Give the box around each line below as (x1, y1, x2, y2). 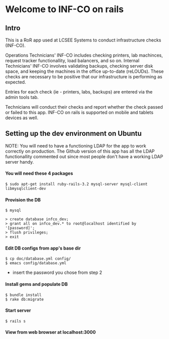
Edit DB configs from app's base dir (5, 245, 81, 251)
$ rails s (5, 318, 26, 324)
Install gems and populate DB (5, 281, 68, 287)
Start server (5, 307, 31, 314)
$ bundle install (5, 292, 42, 298)
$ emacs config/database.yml (5, 261, 67, 266)
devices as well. (5, 115, 39, 121)
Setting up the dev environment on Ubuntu (5, 129, 142, 138)
